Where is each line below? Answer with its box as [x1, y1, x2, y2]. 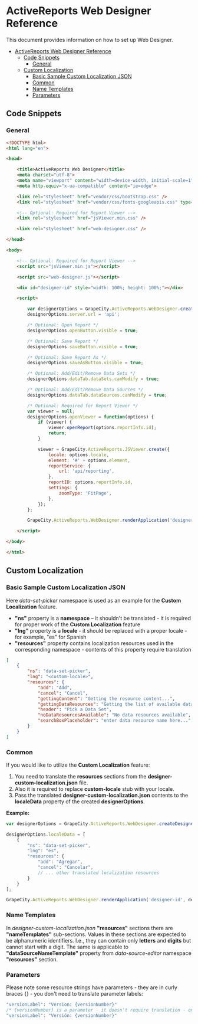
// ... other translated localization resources [37, 869, 160, 876]
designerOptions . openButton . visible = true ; [27, 328, 138, 333]
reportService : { [48, 463, 91, 469]
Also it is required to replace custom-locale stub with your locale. [14, 785, 175, 792]
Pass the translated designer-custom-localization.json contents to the [14, 791, 189, 799]
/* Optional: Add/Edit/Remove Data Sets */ [27, 371, 136, 377]
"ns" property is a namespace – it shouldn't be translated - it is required [14, 614, 192, 621]
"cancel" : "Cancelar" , [37, 865, 94, 871]
